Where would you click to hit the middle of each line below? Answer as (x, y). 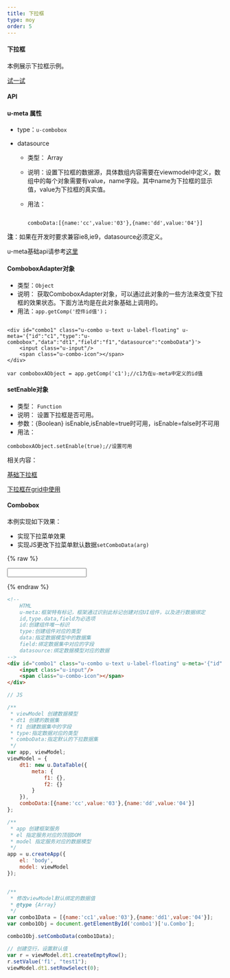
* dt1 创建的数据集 (35, 720)
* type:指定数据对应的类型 (44, 733)
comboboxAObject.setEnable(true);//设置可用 (70, 446)
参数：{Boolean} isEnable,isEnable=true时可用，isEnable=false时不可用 (118, 423)
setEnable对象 (28, 390)
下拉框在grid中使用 (34, 489)
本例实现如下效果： (34, 521)
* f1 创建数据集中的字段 (41, 727)
